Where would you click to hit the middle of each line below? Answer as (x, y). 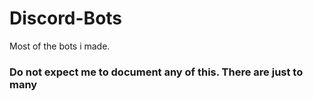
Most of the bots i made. (60, 46)
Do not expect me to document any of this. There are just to (156, 72)
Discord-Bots (66, 18)
